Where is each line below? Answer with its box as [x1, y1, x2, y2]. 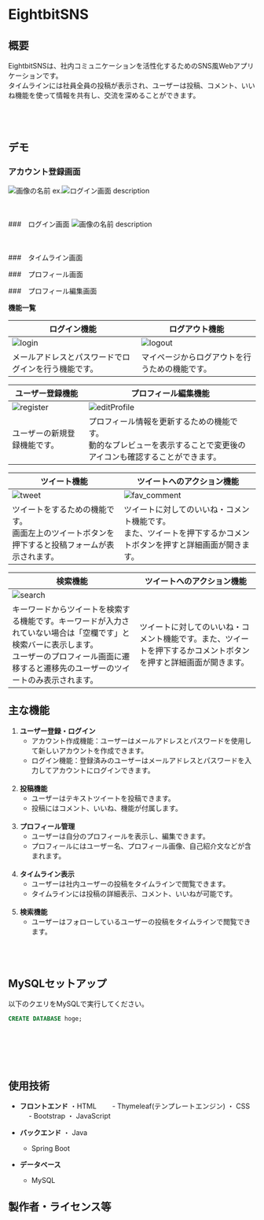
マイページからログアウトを [141, 352, 244, 363]
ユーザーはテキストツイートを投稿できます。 [31, 793, 175, 803]
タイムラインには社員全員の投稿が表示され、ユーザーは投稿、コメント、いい [8, 81, 255, 90]
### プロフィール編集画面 [8, 286, 97, 296]
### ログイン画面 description [8, 219, 152, 229]
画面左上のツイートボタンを [12, 527, 115, 538]
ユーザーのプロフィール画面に [12, 651, 123, 662]
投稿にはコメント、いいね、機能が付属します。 [31, 803, 182, 813]
